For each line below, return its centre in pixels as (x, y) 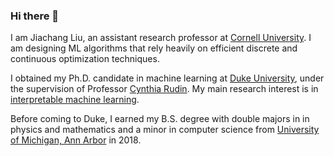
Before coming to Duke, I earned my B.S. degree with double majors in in (160, 119)
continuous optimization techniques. (85, 59)
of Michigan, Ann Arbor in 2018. (76, 140)
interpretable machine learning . (75, 100)
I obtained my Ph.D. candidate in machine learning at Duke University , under (167, 78)
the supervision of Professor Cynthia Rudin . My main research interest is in (164, 89)
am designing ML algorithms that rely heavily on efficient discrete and (154, 48)
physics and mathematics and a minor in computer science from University (165, 130)
